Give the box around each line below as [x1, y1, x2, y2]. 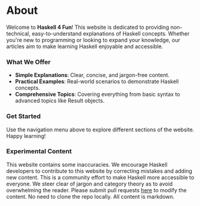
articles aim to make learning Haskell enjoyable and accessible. [6, 43, 164, 50]
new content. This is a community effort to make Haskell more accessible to [6, 173, 195, 181]
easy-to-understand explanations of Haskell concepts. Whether [31, 30, 190, 37]
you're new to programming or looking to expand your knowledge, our [6, 36, 181, 43]
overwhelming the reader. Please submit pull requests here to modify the [6, 186, 187, 193]
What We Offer [6, 58, 51, 66]
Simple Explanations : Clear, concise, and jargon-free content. [14, 72, 170, 79]
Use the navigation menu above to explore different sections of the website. [6, 126, 195, 133]
